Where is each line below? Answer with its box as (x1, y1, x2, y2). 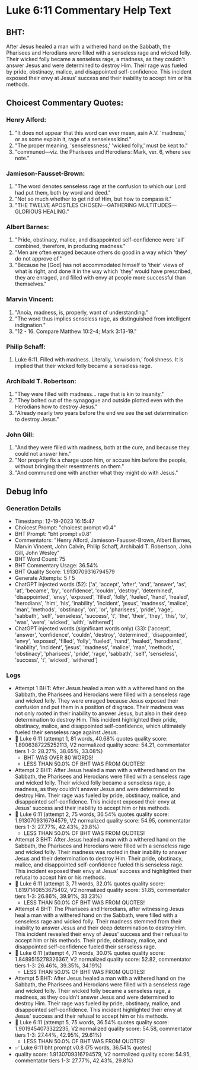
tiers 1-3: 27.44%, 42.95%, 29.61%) (14, 1031, 102, 1039)
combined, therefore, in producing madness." (14, 243, 126, 250)
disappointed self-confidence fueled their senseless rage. (14, 943, 157, 950)
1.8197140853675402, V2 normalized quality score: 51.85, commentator (14, 887, 190, 894)
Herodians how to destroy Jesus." (14, 403, 98, 410)
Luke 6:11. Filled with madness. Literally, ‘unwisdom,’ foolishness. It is (14, 355, 184, 363)
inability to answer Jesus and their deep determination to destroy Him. (14, 924, 187, 932)
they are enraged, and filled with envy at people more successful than (14, 274, 186, 281)
